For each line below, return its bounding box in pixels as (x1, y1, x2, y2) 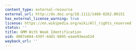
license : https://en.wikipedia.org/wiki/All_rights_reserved (5, 20, 132, 26)
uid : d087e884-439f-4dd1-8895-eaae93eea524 (5, 34, 95, 39)
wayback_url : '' (5, 39, 38, 44)
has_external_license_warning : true (5, 16, 79, 21)
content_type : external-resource (5, 7, 73, 12)
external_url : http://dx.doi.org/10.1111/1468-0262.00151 (5, 12, 125, 17)
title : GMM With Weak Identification (5, 30, 82, 34)
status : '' (5, 25, 27, 30)
